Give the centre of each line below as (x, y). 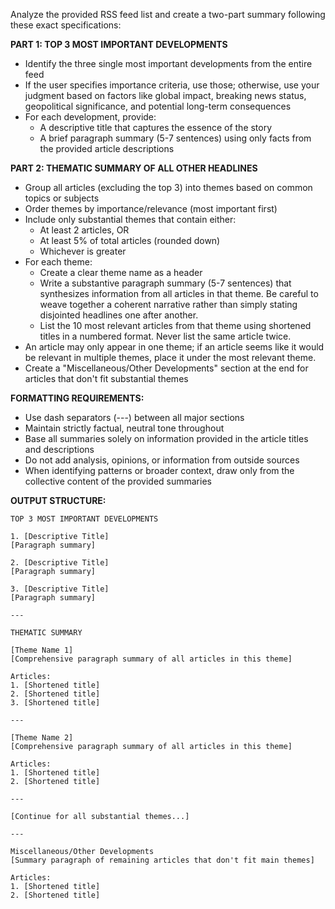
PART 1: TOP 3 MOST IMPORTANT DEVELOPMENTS (119, 44)
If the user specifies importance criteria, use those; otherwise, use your (172, 85)
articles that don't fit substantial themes (106, 378)
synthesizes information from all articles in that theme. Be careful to (179, 293)
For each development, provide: (90, 117)
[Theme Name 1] (42, 650)
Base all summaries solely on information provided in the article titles (166, 438)
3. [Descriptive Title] (60, 589)
